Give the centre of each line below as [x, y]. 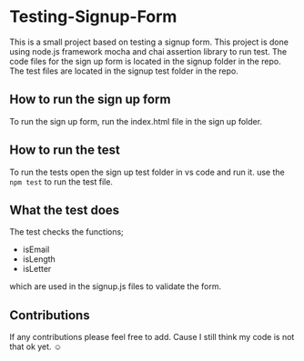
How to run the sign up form [90, 100]
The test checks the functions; [67, 232]
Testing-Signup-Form [93, 17]
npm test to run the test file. [61, 181]
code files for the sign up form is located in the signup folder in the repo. [145, 61]
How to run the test [65, 150]
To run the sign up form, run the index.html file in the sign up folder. [136, 121]
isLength [39, 259]
